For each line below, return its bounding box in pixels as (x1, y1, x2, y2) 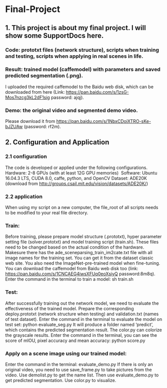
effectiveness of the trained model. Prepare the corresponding (5, 305, 134, 311)
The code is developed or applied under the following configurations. (5, 164, 147, 170)
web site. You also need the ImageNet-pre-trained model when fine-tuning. (5, 260, 160, 266)
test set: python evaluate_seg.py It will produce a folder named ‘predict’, (5, 321, 153, 327)
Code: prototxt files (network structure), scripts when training (5, 46, 159, 53)
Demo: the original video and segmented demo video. (5, 107, 138, 114)
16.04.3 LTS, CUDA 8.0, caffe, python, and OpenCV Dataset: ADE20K (5, 175, 147, 181)
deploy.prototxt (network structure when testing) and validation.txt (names (5, 311, 159, 317)
